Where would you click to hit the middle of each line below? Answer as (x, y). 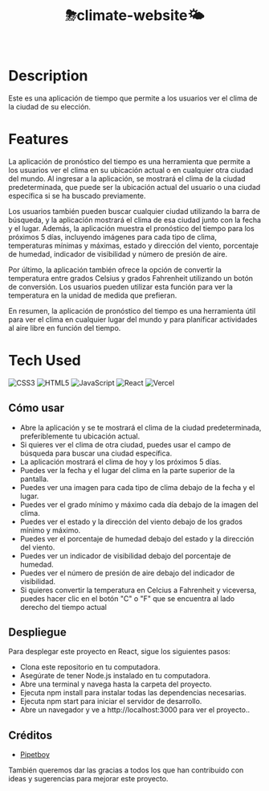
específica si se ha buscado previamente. (77, 196)
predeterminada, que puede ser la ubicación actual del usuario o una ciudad (134, 187)
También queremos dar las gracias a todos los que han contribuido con (126, 770)
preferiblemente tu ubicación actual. (80, 436)
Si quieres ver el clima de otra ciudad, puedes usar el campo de (125, 444)
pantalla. (34, 479)
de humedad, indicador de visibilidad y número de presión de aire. (118, 253)
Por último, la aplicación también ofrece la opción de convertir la (115, 270)
